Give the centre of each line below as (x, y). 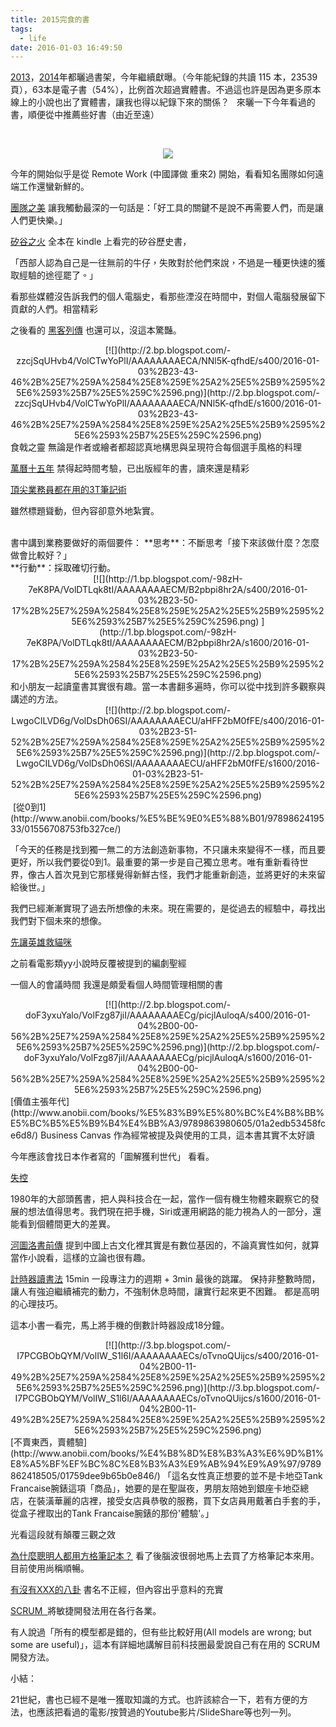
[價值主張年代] (40, 1102)
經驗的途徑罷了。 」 (58, 275)
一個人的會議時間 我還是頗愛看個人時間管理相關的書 (116, 985)
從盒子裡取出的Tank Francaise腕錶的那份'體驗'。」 (112, 1513)
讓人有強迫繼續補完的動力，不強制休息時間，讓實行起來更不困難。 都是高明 (165, 1292)
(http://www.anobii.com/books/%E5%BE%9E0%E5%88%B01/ (139, 818)
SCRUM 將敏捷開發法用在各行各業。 (86, 1611)
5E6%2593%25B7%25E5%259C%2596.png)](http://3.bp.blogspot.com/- (168, 1388)
